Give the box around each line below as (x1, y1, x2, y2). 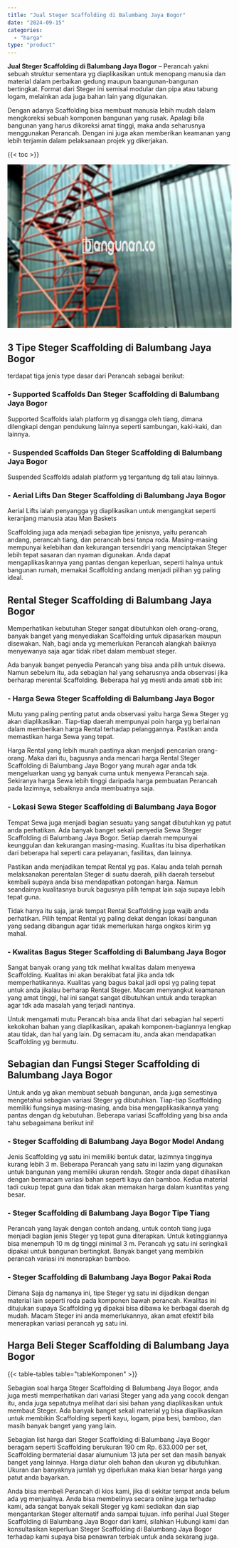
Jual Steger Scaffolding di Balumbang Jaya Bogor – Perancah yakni (7, 62, 209, 71)
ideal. (7, 574, 23, 582)
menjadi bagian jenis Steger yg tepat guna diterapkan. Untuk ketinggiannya (7, 1232, 228, 1240)
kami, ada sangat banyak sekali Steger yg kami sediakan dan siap (7, 1502, 200, 1510)
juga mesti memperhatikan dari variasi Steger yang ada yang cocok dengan (7, 1390, 229, 1400)
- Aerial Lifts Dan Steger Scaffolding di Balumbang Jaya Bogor (7, 490, 226, 500)
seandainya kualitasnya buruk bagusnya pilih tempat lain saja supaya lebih (7, 884, 225, 894)
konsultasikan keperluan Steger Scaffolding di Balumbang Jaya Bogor (7, 1524, 212, 1533)
